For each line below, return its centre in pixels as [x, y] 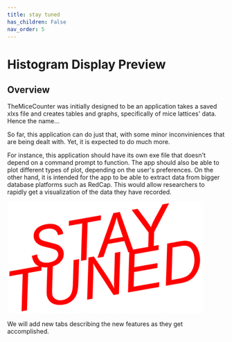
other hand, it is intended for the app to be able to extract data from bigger [114, 177]
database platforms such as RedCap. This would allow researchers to [106, 185]
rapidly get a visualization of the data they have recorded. [89, 192]
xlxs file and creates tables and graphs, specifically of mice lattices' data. [112, 114]
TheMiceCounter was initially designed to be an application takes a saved [112, 107]
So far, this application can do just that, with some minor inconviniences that [116, 134]
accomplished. [28, 331]
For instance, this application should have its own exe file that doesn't [107, 155]
